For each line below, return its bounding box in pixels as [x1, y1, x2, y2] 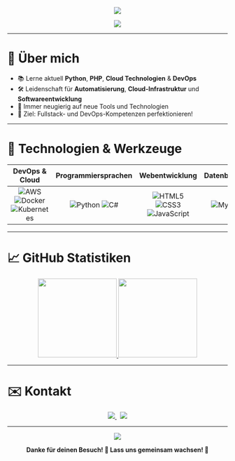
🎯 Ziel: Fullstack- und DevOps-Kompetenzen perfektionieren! [17, 109, 194, 118]
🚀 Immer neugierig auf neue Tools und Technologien [17, 102, 169, 110]
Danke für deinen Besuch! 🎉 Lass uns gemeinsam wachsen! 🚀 [26, 446, 209, 454]
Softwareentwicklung [17, 95, 83, 103]
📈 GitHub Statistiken [7, 250, 131, 266]
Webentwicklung [138, 171, 197, 180]
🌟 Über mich [7, 51, 80, 67]
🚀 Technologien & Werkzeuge [7, 141, 183, 157]
